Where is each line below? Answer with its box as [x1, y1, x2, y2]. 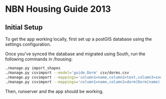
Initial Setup [5, 23, 43, 32]
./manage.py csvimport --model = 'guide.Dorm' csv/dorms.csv [5, 70, 129, 75]
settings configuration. [5, 41, 51, 47]
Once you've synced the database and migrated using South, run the [5, 51, 146, 57]
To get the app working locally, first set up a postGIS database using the [5, 36, 152, 42]
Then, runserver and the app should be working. [5, 88, 104, 94]
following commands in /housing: [5, 56, 73, 62]
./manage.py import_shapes [5, 66, 61, 70]
